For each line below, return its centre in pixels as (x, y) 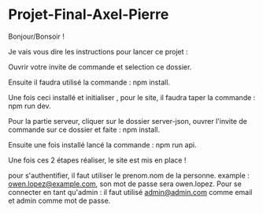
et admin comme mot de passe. (59, 200)
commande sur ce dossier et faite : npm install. (84, 129)
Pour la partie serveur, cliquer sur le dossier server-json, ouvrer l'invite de (128, 121)
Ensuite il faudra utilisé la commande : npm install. (89, 82)
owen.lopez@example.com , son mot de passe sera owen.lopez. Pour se (125, 184)
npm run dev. (30, 106)
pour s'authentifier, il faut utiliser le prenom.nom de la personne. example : (129, 175)
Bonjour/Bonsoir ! (36, 36)
